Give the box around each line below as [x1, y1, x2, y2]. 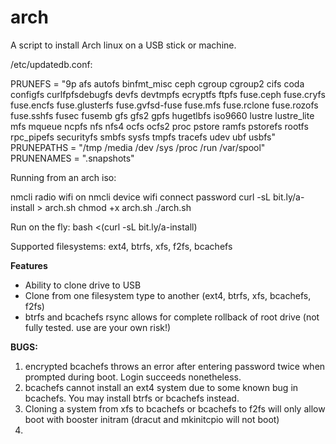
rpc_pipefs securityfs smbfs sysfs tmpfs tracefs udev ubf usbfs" [10, 131, 277, 143]
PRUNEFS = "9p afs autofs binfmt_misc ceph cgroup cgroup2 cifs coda [10, 77, 305, 90]
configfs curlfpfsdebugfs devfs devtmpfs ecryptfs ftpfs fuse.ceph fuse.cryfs [10, 88, 326, 100]
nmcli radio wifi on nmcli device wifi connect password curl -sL [10, 191, 272, 203]
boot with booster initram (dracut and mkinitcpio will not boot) [24, 413, 280, 425]
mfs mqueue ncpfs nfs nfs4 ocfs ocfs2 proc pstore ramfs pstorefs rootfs [10, 120, 309, 132]
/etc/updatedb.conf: [10, 58, 93, 70]
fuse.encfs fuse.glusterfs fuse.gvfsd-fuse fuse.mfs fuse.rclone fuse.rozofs [10, 99, 319, 111]
